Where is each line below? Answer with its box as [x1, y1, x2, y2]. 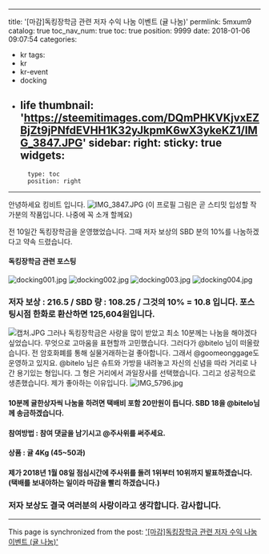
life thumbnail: [19, 99, 94, 112]
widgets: [19, 149, 66, 163]
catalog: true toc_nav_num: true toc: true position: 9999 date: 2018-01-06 [8, 26, 251, 35]
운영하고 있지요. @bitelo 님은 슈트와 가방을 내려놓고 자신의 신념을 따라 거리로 [8, 358, 249, 368]
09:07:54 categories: [8, 34, 78, 44]
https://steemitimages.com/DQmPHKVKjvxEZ [23, 111, 260, 125]
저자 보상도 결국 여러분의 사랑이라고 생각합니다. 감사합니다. [8, 499, 222, 511]
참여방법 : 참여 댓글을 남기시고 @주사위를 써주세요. [8, 428, 166, 438]
